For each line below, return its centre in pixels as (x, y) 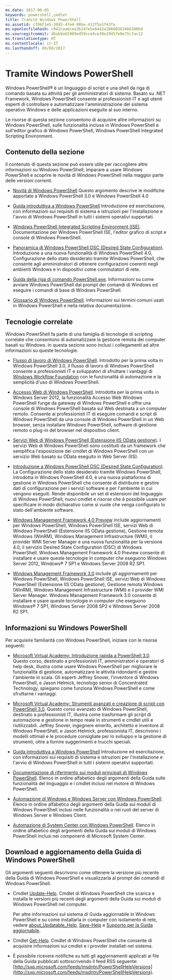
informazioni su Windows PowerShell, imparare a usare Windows (74, 170)
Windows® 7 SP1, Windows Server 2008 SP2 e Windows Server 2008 (86, 606)
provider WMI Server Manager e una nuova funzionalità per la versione (88, 542)
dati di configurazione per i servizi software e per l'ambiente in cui (82, 488)
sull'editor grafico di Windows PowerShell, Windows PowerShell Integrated (84, 130)
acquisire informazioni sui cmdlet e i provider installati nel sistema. (83, 946)
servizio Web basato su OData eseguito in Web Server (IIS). (76, 456)
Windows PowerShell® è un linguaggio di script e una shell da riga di (78, 88)
